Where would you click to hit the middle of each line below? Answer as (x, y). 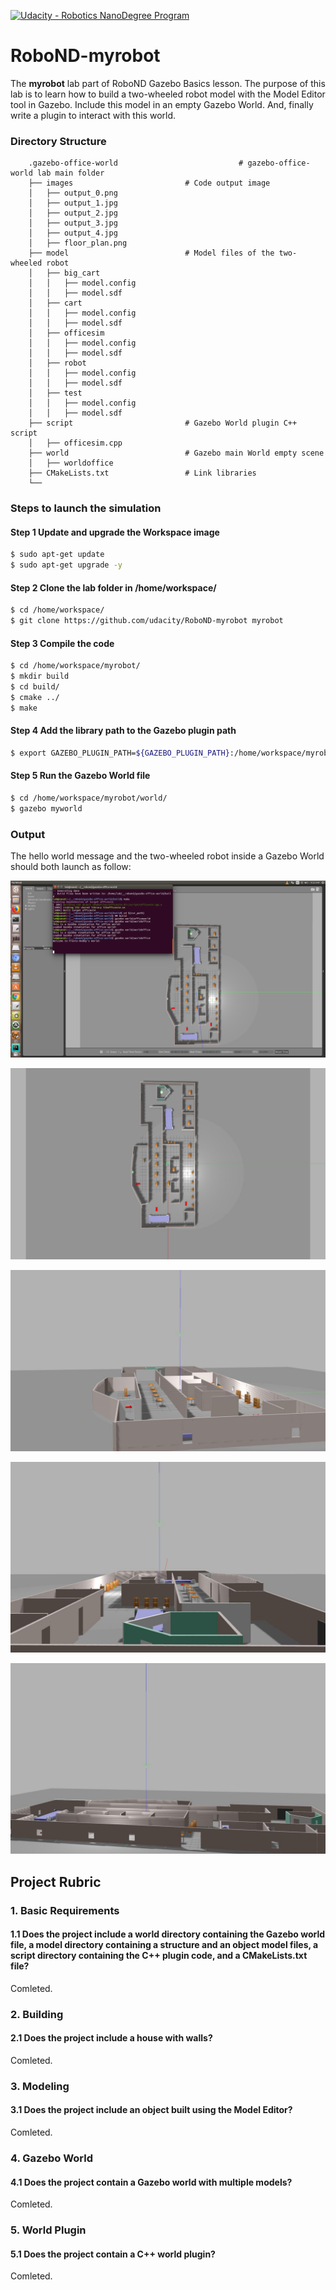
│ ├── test (55, 393)
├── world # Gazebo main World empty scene (176, 453)
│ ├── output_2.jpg (73, 213)
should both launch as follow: (71, 866)
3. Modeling (40, 2086)
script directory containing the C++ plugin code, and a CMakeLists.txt (159, 1956)
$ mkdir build (40, 676)
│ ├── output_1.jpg (73, 203)
